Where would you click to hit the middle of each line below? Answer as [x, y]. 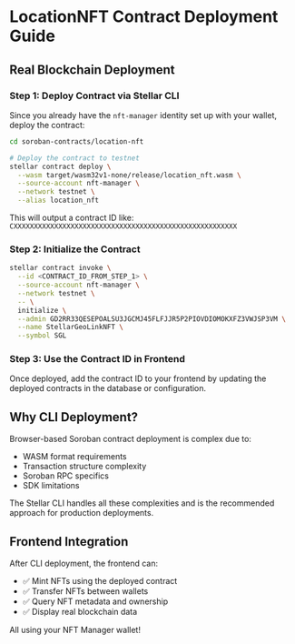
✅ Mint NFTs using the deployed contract [100, 581]
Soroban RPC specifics [65, 476]
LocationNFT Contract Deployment [144, 17]
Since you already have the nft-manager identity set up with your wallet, [143, 115]
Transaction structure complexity [84, 467]
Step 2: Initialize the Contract [75, 249]
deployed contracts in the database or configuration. [108, 388]
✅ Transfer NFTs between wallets [85, 591]
